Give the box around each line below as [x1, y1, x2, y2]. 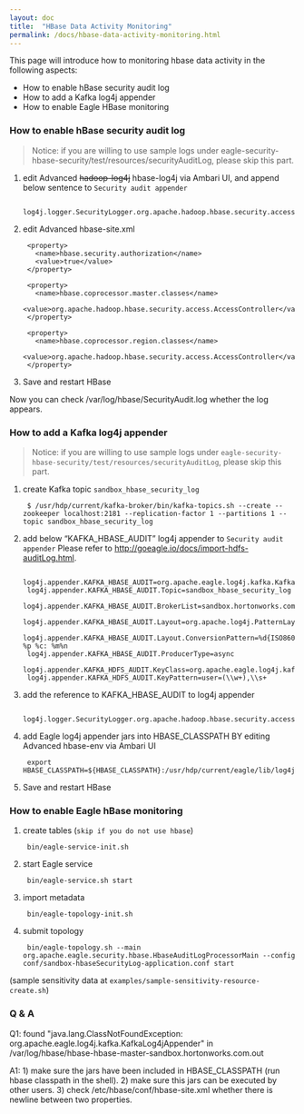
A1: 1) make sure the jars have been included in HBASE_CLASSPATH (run [9, 1065, 280, 1076]
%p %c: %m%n [22, 642, 68, 651]
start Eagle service [22, 859, 93, 870]
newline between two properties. [9, 1094, 133, 1105]
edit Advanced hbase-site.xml [22, 224, 135, 234]
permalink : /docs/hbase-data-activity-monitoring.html [9, 30, 221, 39]
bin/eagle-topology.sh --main [26, 943, 142, 952]
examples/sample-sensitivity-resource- [109, 977, 260, 986]
